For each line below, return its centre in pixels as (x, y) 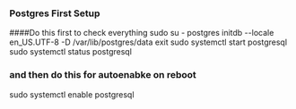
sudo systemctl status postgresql (71, 52)
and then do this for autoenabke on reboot (103, 75)
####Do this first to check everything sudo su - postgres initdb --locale (142, 33)
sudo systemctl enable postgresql (72, 94)
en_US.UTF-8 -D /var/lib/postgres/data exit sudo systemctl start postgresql (148, 42)
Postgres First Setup (55, 13)
